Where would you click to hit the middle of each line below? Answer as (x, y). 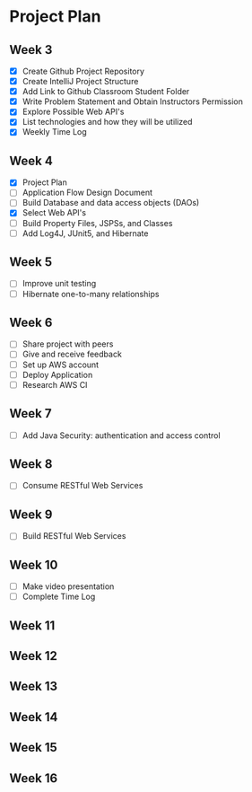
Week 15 (34, 748)
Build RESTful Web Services (74, 536)
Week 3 (31, 50)
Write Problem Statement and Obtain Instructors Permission (133, 101)
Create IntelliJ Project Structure (80, 82)
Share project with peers (68, 344)
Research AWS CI (55, 384)
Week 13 (34, 686)
